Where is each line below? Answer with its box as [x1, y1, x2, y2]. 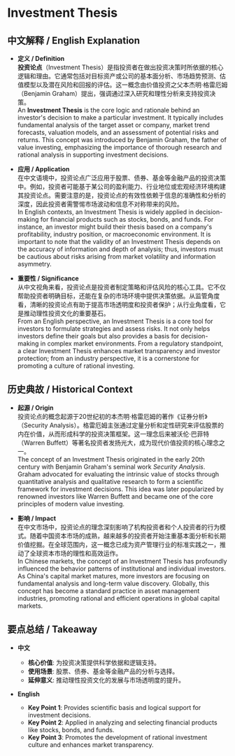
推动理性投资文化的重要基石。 [23, 309, 110, 318]
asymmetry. [17, 260, 52, 268]
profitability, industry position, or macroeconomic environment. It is [17, 230, 211, 238]
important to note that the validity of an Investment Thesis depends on [17, 238, 220, 245]
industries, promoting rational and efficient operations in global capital [17, 594, 220, 602]
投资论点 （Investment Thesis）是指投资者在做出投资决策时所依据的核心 [17, 63, 224, 71]
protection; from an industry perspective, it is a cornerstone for [17, 355, 199, 362]
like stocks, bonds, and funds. [27, 725, 115, 734]
